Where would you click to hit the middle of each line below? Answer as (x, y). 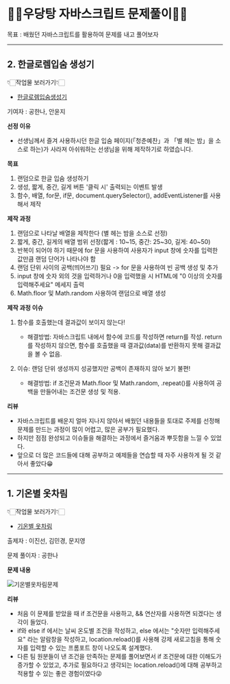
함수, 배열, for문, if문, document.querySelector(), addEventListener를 (113, 195)
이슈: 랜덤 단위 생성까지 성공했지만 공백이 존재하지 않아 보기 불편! (103, 368)
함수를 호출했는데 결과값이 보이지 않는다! (71, 322)
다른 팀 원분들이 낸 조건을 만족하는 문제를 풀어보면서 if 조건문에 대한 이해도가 (119, 656)
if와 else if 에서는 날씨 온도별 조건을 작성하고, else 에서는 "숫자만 (104, 631)
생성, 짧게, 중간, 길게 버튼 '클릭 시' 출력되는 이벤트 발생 (90, 186)
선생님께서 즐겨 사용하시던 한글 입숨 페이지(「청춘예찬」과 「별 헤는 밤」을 (115, 141)
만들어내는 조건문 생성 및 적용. (80, 391)
